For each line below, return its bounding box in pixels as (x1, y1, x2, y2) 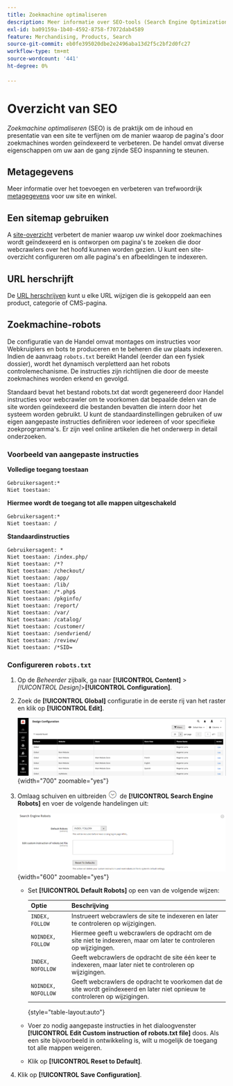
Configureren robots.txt (7, 660, 92, 670)
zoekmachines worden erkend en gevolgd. (7, 374, 130, 383)
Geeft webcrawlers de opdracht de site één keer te (71, 953, 216, 961)
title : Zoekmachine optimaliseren (7, 11, 107, 18)
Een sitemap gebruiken (7, 212, 109, 224)
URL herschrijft (7, 273, 74, 285)
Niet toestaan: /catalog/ (7, 616, 82, 623)
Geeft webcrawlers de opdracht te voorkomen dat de (71, 977, 223, 986)
